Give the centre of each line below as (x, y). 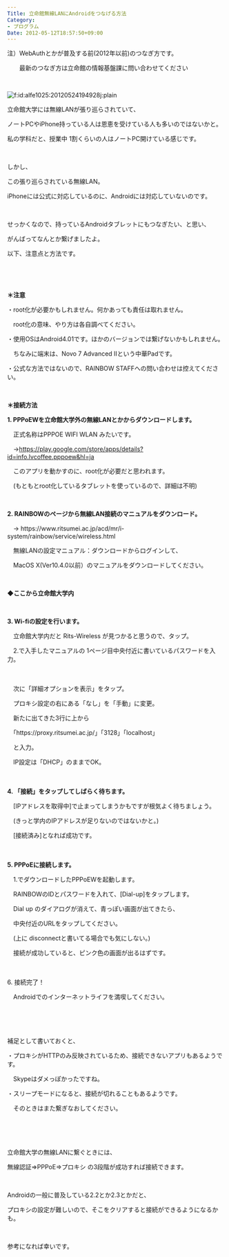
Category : (21, 20)
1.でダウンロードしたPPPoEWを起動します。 (76, 880)
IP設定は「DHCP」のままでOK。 (59, 762)
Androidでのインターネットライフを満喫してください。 (91, 997)
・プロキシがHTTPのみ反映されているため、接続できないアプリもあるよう (112, 1056)
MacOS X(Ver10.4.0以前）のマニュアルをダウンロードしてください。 (110, 565)
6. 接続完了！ (26, 982)
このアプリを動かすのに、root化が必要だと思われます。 (91, 471)
